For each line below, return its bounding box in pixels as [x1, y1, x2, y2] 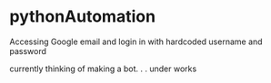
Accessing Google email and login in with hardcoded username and [9, 36, 263, 47]
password [9, 45, 47, 56]
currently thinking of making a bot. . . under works [9, 63, 197, 74]
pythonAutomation [9, 6, 156, 27]
